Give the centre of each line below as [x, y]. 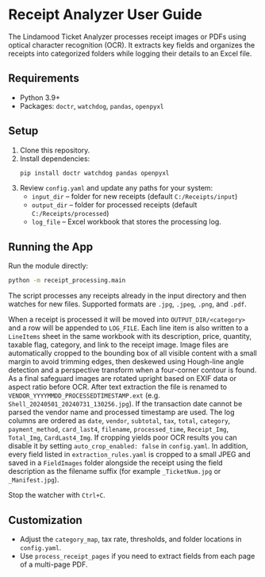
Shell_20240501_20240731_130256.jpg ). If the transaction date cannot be [125, 404]
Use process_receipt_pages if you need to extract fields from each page [137, 556]
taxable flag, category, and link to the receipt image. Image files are [118, 345]
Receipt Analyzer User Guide [105, 15]
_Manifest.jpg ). [34, 480]
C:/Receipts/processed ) [70, 213]
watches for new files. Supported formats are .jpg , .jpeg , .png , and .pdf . [128, 304]
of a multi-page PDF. [54, 564]
